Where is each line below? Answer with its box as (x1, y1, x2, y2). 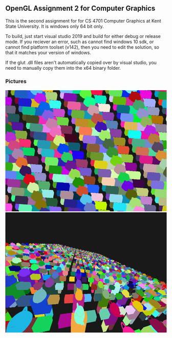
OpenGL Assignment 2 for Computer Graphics (5, 4, 156, 13)
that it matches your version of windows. (5, 49, 91, 55)
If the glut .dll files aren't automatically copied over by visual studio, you (5, 59, 157, 66)
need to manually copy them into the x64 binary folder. (5, 65, 121, 71)
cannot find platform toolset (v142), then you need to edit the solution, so (5, 44, 160, 50)
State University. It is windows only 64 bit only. (5, 23, 104, 29)
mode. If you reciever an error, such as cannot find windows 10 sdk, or (5, 38, 154, 45)
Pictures (5, 77, 27, 85)
